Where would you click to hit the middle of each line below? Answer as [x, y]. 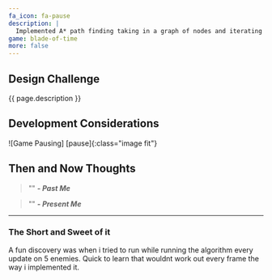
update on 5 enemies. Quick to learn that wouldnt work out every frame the [134, 258]
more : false [28, 46]
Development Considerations [84, 123]
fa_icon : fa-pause [39, 16]
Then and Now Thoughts [72, 169]
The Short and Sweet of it [59, 232]
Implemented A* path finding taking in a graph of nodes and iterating [139, 31]
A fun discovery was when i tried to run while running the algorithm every [131, 250]
